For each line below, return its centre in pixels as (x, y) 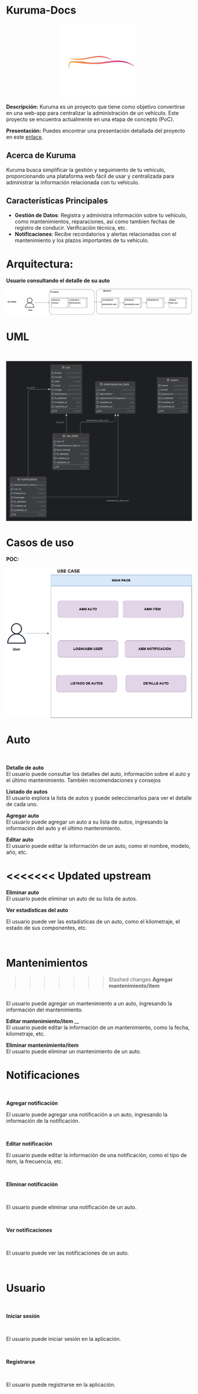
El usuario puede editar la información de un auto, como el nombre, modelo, (98, 846)
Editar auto (20, 840)
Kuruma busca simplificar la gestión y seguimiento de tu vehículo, (86, 169)
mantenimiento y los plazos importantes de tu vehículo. (82, 240)
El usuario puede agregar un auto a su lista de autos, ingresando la (87, 822)
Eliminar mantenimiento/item (42, 1045)
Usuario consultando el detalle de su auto (58, 280)
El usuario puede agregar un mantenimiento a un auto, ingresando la (89, 1004)
